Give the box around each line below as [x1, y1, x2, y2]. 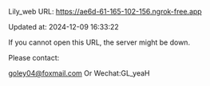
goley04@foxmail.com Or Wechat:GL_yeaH [8, 68, 150, 78]
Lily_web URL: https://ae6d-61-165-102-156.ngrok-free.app [8, 7, 202, 16]
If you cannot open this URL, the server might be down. [8, 37, 190, 47]
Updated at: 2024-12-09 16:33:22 [8, 22, 120, 31]
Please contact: [8, 53, 60, 62]
